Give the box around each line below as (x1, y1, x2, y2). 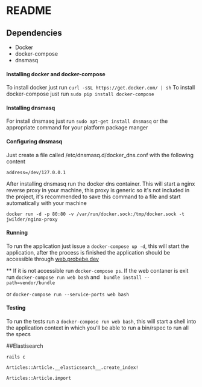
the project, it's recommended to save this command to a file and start (6, 193, 181, 200)
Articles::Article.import (6, 376, 71, 382)
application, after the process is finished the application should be (6, 249, 171, 256)
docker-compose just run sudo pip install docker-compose (6, 90, 155, 97)
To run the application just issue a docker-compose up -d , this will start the (6, 242, 189, 250)
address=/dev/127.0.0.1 (6, 169, 66, 175)
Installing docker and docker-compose (6, 70, 106, 77)
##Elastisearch (6, 342, 43, 350)
